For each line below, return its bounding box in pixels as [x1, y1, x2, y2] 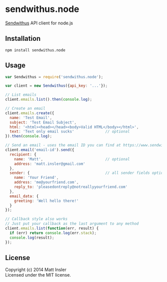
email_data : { [9, 193, 39, 199]
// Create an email [5, 106, 46, 111]
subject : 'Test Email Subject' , [9, 120, 77, 125]
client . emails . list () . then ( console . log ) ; [5, 97, 92, 102]
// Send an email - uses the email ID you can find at [5, 143, 121, 148]
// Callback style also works [5, 217, 68, 222]
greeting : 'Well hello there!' [14, 198, 79, 203]
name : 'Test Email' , [9, 115, 52, 120]
